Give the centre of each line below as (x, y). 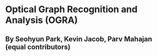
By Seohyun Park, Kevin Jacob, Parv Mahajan (79, 39)
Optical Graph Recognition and (71, 9)
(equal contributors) (38, 47)
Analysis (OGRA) (41, 20)
